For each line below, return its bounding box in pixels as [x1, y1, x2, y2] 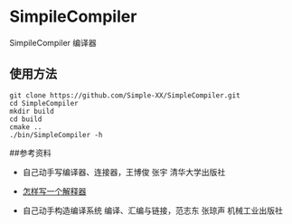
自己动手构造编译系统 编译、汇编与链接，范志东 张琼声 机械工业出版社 [22, 205, 283, 216]
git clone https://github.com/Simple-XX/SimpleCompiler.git [9, 90, 241, 100]
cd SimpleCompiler [9, 98, 79, 107]
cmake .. [9, 122, 42, 132]
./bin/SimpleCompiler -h [9, 130, 103, 139]
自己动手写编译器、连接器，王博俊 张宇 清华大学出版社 [22, 166, 226, 177]
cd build [9, 115, 42, 124]
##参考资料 [9, 147, 52, 158]
